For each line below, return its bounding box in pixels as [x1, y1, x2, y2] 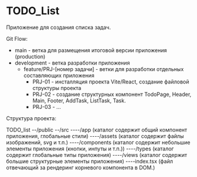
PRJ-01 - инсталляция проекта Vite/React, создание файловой [32, 78, 189, 85]
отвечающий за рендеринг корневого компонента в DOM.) [6, 164, 156, 171]
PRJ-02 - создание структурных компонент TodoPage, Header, [32, 91, 192, 98]
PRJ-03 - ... [32, 103, 61, 110]
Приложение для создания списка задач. [6, 24, 111, 31]
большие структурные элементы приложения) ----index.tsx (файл [6, 157, 173, 165]
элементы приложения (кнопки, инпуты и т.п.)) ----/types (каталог [6, 145, 175, 152]
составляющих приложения [23, 72, 95, 79]
